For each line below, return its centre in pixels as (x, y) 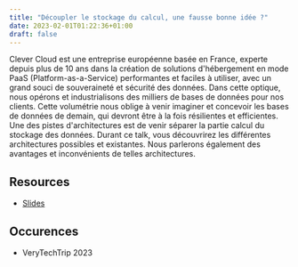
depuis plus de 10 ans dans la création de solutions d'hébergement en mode (149, 69)
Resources (40, 182)
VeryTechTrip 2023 (57, 253)
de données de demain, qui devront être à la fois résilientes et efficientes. (144, 116)
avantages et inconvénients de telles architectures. (102, 154)
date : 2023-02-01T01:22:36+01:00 (71, 26)
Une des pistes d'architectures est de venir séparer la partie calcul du (137, 125)
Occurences (44, 231)
